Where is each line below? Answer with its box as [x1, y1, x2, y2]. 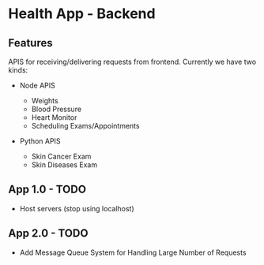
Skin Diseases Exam [31, 160, 97, 170]
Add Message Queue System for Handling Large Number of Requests [19, 248, 247, 257]
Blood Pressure [31, 104, 81, 114]
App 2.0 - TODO [8, 226, 89, 241]
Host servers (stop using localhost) [19, 203, 134, 213]
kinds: [8, 65, 28, 75]
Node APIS [19, 80, 55, 90]
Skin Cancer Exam [31, 151, 92, 161]
